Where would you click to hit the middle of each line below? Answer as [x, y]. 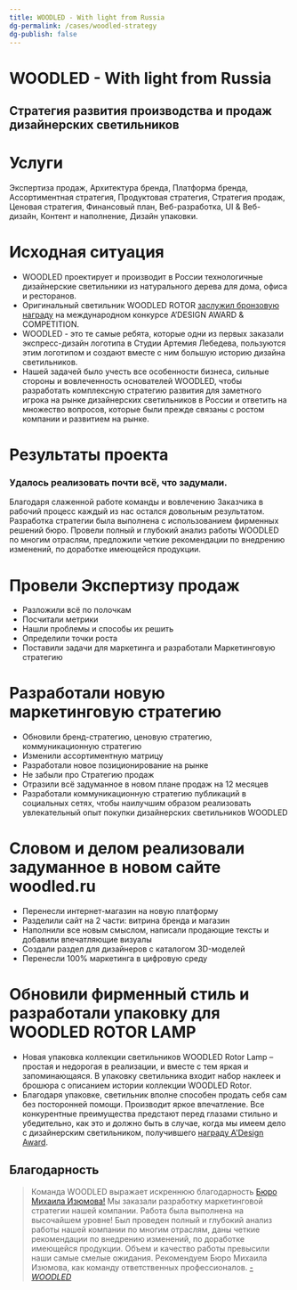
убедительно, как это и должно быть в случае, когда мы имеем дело [154, 1123]
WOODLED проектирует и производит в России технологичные [143, 276]
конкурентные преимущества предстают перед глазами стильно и [150, 1114]
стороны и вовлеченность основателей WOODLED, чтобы [132, 380]
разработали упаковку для [115, 1013]
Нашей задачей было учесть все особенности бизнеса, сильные [145, 371]
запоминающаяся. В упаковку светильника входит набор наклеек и [152, 1076]
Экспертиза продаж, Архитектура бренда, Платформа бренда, [129, 187]
